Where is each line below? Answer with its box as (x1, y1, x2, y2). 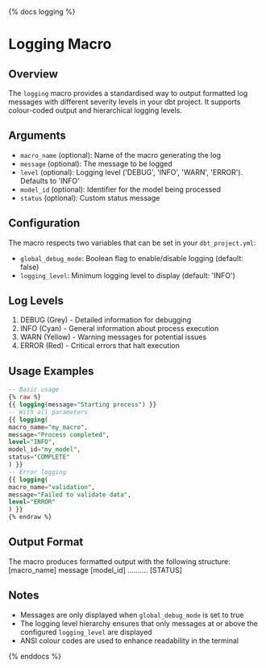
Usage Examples (8, 364, 94, 378)
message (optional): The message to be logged (19, 159, 173, 168)
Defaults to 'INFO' (19, 176, 80, 185)
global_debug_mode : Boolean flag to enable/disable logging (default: (19, 253, 243, 263)
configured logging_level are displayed (19, 627, 152, 637)
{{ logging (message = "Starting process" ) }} (8, 400, 157, 409)
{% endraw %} (8, 513, 52, 521)
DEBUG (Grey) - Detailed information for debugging (19, 315, 192, 325)
